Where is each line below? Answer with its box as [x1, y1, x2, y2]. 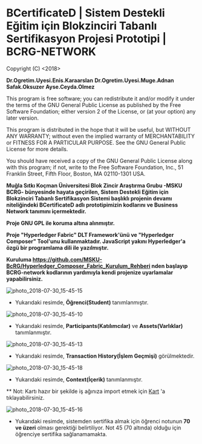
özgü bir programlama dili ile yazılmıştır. [6, 244, 109, 251]
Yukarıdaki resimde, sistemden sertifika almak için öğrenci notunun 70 [15, 417, 191, 425]
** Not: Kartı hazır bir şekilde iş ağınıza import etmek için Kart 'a [6, 388, 165, 395]
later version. [6, 114, 39, 121]
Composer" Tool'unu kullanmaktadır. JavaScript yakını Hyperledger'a [6, 237, 186, 245]
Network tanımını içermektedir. [6, 207, 86, 215]
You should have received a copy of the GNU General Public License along [6, 157, 192, 164]
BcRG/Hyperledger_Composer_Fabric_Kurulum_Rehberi [6, 262, 151, 270]
